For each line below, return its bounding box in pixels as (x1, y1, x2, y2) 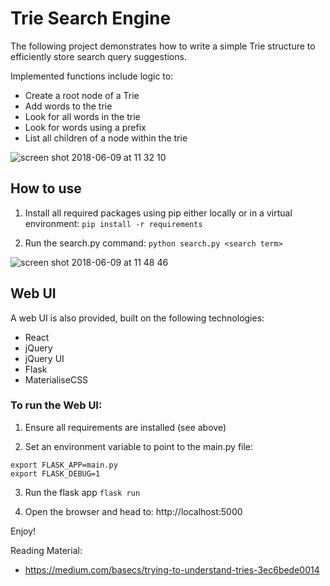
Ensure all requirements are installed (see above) (24, 421, 227, 433)
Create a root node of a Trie (24, 89, 140, 101)
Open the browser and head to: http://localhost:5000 (24, 505, 243, 517)
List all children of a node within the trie (24, 132, 188, 144)
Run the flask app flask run (24, 486, 141, 498)
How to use (10, 180, 82, 197)
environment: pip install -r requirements (24, 217, 203, 229)
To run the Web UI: (10, 398, 103, 412)
